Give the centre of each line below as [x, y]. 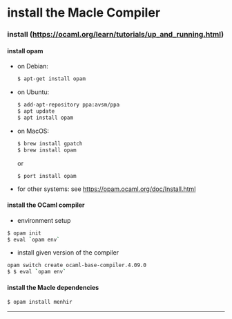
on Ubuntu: [33, 92]
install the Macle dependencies [53, 287]
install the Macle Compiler [84, 13]
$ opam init [24, 233]
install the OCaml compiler [46, 205]
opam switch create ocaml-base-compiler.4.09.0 [77, 265]
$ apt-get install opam [51, 79]
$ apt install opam [45, 118]
